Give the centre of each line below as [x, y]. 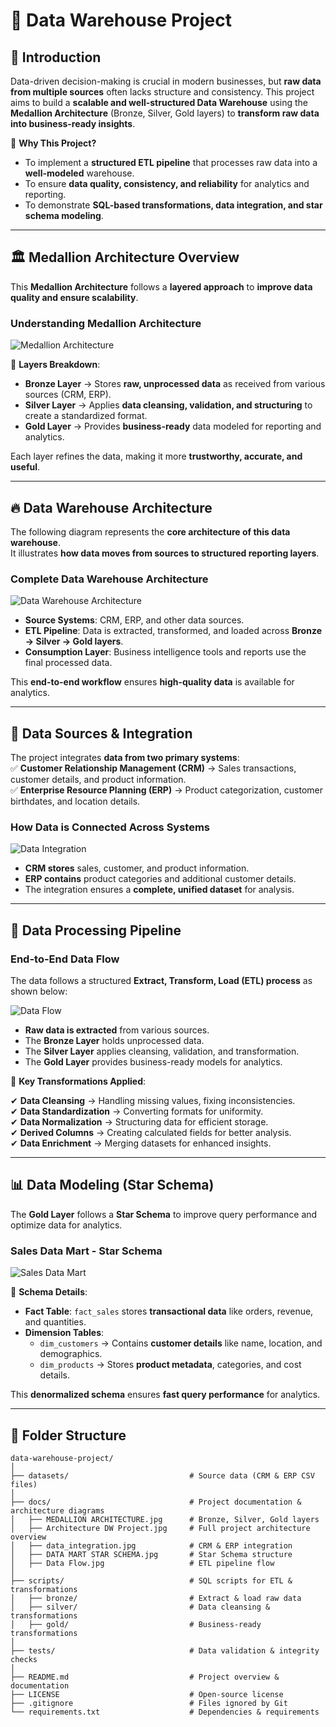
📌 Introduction [56, 57]
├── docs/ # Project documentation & [156, 1502]
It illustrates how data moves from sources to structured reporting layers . [165, 553]
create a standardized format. [86, 416]
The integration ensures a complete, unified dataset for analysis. [159, 890]
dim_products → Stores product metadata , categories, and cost [170, 1365]
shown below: [39, 991]
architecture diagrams [57, 1510]
